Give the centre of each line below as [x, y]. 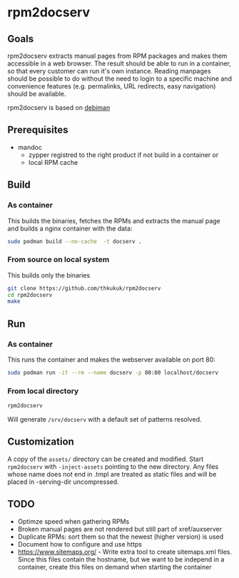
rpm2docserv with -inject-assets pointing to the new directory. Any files [113, 466]
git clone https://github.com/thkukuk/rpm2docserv [84, 288]
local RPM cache [53, 162]
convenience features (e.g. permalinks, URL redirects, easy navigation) [112, 86]
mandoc [30, 147]
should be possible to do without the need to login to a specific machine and [119, 78]
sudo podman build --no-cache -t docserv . [75, 241]
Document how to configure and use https [80, 544]
